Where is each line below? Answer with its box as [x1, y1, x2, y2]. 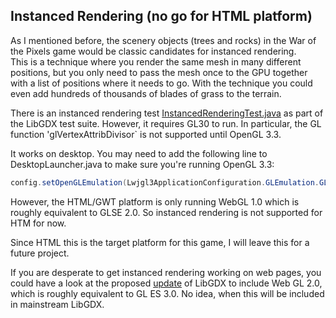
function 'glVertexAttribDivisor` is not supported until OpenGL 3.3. [10, 128, 282, 140]
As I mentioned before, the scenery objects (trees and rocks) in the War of [10, 34, 317, 46]
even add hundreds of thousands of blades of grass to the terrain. [10, 87, 282, 99]
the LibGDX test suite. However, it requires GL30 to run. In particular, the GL [10, 117, 322, 129]
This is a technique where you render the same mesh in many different [10, 55, 302, 68]
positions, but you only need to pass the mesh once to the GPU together [10, 66, 308, 78]
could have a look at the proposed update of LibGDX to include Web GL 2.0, [10, 277, 323, 289]
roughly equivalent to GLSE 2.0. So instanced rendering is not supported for [10, 206, 323, 218]
